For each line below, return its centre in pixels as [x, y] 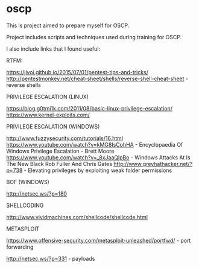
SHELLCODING [25, 205]
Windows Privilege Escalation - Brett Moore [60, 151]
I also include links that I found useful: [53, 49]
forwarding [20, 247]
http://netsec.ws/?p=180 [37, 193]
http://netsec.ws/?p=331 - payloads [51, 258]
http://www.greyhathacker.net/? [153, 164]
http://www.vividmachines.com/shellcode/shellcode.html [77, 217]
